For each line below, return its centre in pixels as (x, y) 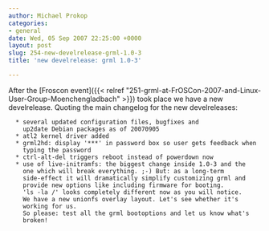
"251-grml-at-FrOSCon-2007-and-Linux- (194, 90)
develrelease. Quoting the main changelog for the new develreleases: (123, 107)
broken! (35, 220)
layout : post (30, 46)
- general (25, 30)
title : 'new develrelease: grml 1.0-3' (75, 61)
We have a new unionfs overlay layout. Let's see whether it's (131, 199)
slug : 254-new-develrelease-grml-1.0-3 (75, 53)
